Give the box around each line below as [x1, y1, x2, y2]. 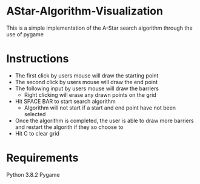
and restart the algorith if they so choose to [15, 123, 124, 131]
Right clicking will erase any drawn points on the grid [24, 91, 156, 98]
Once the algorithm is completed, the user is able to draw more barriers [15, 117, 194, 124]
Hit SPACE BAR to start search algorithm [15, 97, 116, 105]
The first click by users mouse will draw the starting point [15, 71, 159, 79]
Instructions [6, 52, 69, 66]
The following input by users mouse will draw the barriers [15, 85, 159, 92]
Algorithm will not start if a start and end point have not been [24, 104, 176, 111]
